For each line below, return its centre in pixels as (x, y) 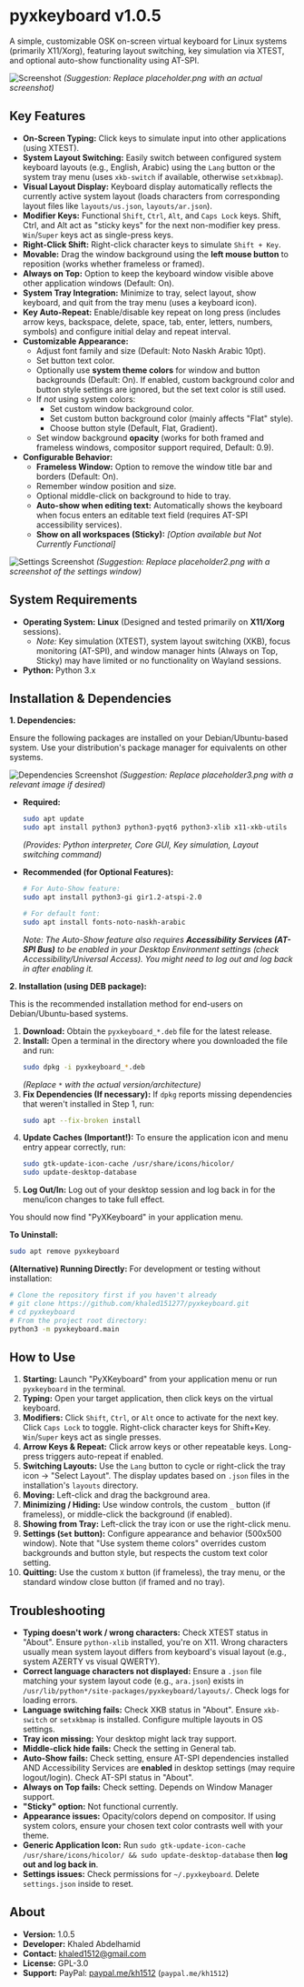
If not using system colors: (86, 399)
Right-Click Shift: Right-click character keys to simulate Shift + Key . (152, 244)
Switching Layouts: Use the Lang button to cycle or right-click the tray (154, 1466)
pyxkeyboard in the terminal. (74, 1389)
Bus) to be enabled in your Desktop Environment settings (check (158, 949)
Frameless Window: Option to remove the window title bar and (154, 467)
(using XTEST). (51, 147)
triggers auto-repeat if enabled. (104, 1457)
